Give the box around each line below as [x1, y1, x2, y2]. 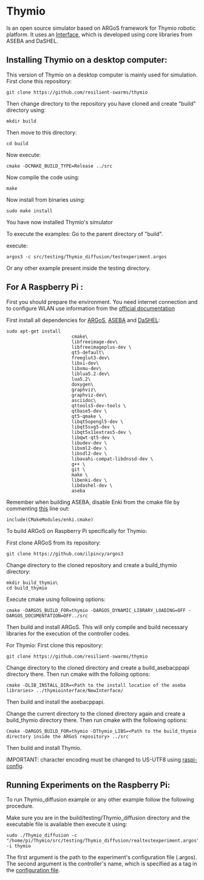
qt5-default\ [71, 349, 104, 356]
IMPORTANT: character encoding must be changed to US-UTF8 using [6, 755, 181, 763]
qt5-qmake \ [71, 413, 102, 419]
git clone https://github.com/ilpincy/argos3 [6, 551, 123, 557]
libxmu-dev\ [71, 365, 102, 371]
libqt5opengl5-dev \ [71, 418, 123, 425]
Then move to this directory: [6, 129, 77, 136]
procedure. [6, 802, 35, 810]
